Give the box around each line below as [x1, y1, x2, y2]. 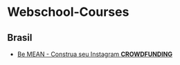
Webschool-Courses [7, 4, 129, 20]
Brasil [7, 32, 33, 44]
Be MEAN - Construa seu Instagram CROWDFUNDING [17, 50, 173, 58]
